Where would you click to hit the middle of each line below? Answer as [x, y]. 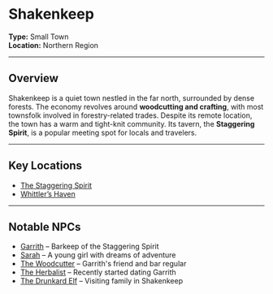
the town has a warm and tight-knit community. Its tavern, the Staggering [132, 123]
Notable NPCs [45, 227]
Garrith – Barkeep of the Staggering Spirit [90, 246]
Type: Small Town [39, 37]
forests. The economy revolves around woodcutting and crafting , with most [136, 106]
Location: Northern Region [54, 45]
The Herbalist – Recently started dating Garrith [98, 272]
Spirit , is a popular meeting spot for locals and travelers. [103, 132]
